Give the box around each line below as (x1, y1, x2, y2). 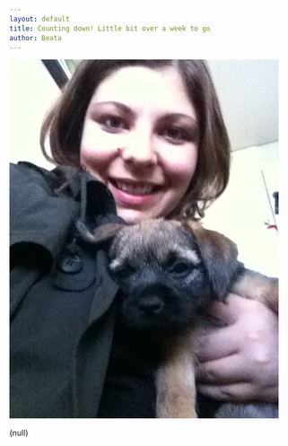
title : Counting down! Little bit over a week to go (9, 23, 211, 33)
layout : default (9, 14, 70, 23)
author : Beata (9, 33, 63, 42)
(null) (9, 427, 29, 439)
